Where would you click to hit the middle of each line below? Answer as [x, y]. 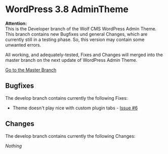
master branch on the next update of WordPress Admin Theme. [71, 60]
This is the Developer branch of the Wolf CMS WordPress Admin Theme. [81, 28]
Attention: [16, 23]
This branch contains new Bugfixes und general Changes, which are [76, 34]
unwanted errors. [23, 45]
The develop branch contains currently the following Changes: [70, 136]
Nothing [14, 146]
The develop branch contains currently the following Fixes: [67, 98]
